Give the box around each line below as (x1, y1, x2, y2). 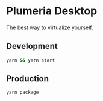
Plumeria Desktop (6, 4, 98, 18)
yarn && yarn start (6, 57, 55, 63)
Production (6, 74, 49, 84)
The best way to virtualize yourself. (6, 24, 93, 31)
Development (6, 41, 58, 51)
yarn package (6, 90, 39, 96)
